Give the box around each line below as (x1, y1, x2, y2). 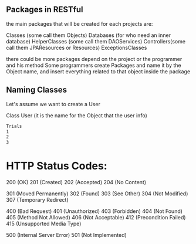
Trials (6, 123, 22, 129)
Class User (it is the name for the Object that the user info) (6, 111, 148, 119)
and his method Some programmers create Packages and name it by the (6, 62, 181, 69)
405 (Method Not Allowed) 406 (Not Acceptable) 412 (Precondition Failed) (6, 214, 186, 221)
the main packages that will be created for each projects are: (6, 20, 153, 27)
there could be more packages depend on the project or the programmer (6, 55, 183, 62)
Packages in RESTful (6, 5, 83, 15)
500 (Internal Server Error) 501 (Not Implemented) (6, 232, 127, 239)
